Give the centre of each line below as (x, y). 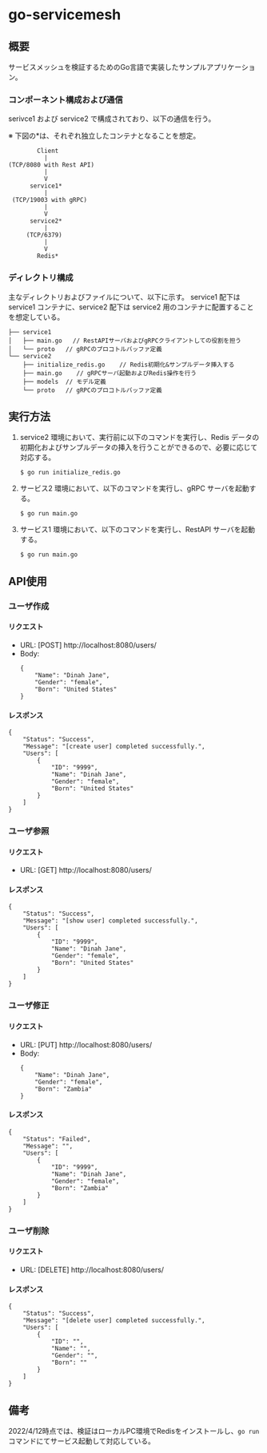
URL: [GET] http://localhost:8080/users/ (86, 870)
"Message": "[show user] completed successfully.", (110, 921)
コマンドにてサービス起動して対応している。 (82, 1441)
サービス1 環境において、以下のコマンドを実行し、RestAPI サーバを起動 (137, 530)
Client (48, 151)
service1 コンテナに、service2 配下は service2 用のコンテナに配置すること (131, 307)
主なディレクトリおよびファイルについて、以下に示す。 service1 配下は (125, 297)
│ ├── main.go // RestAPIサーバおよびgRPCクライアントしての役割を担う (125, 341)
